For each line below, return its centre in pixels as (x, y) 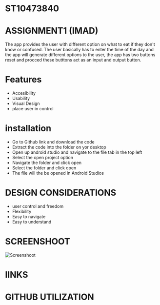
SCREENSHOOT (38, 242)
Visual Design (26, 103)
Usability (21, 99)
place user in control (33, 109)
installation (28, 129)
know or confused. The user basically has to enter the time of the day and (79, 50)
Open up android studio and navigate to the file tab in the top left (77, 152)
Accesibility (24, 93)
